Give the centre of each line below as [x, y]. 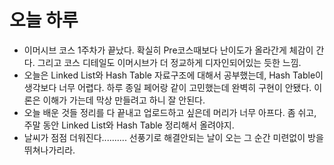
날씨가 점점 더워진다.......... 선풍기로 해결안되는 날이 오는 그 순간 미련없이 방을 [173, 137]
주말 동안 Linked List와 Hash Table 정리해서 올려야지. [129, 125]
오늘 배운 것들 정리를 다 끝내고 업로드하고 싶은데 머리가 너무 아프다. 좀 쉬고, [170, 112]
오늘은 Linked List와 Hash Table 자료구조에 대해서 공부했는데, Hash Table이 [173, 75]
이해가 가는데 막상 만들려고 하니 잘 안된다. [124, 100]
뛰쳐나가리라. [49, 150]
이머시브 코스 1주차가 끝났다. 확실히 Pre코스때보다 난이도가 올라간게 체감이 [168, 50]
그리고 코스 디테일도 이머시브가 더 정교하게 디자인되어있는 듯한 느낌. [169, 62]
